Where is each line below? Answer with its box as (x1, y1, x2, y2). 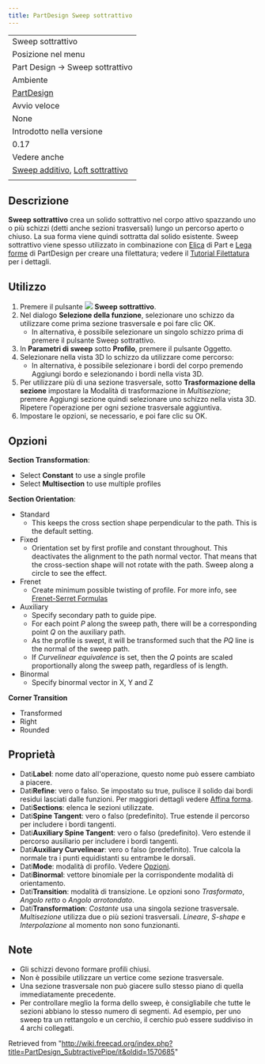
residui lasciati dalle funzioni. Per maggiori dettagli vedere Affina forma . (19, 794, 253, 804)
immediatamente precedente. (19, 990, 116, 999)
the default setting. (31, 527, 93, 536)
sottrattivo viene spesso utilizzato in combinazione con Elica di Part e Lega (8, 240, 252, 250)
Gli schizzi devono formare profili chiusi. (19, 964, 151, 974)
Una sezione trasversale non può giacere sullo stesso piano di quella (19, 981, 244, 990)
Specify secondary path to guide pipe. (31, 611, 157, 620)
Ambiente (12, 74, 48, 85)
